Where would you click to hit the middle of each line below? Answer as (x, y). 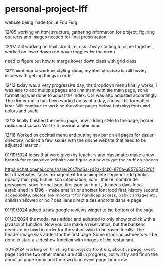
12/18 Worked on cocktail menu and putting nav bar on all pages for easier (80, 135)
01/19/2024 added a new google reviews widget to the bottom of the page (79, 210)
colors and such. (22, 111)
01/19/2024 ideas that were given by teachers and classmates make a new (80, 155)
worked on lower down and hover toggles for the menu (60, 52)
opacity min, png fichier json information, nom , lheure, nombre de (71, 179)
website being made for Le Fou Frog (41, 22)
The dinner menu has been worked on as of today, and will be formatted (77, 100)
